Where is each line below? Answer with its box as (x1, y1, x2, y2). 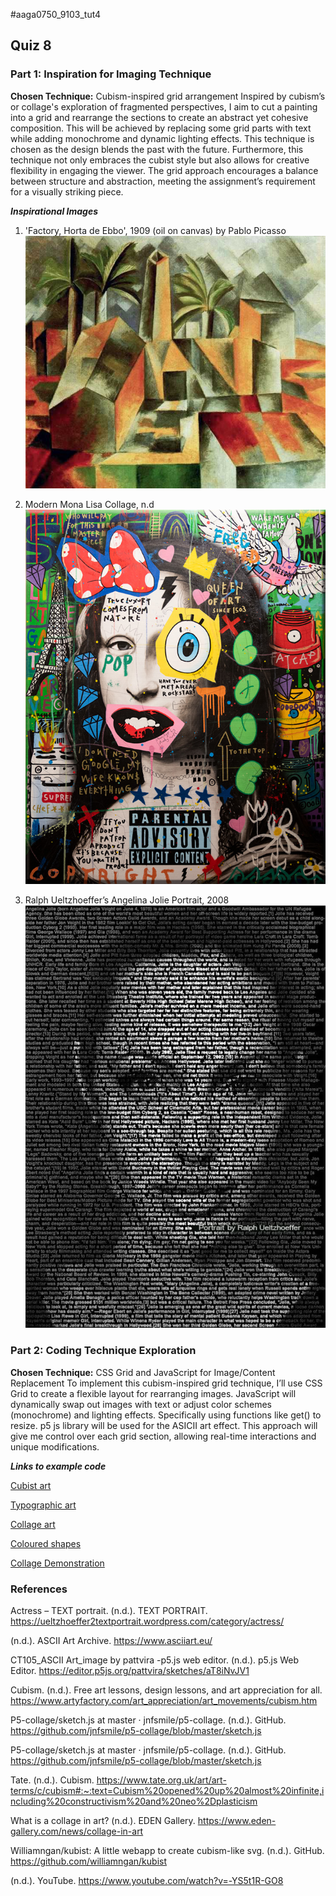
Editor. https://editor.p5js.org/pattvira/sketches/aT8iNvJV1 (10, 1664, 250, 1676)
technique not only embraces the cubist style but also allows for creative (10, 154, 310, 166)
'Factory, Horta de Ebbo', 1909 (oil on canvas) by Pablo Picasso (24, 224, 287, 236)
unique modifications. (10, 1440, 100, 1453)
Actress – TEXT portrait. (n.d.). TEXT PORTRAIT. (10, 1604, 208, 1616)
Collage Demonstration (10, 1557, 105, 1569)
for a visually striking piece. (10, 185, 124, 198)
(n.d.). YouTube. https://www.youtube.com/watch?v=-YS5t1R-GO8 (10, 1874, 284, 1886)
